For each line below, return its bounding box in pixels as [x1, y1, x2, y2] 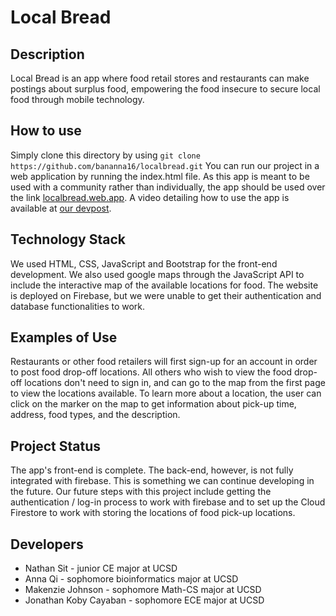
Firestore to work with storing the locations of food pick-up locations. [10, 507, 296, 519]
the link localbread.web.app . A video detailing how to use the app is [10, 191, 290, 203]
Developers [10, 536, 84, 553]
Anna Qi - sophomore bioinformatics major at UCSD [24, 573, 239, 585]
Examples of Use [10, 329, 118, 346]
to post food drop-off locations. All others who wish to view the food [10, 366, 293, 378]
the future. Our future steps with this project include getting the [10, 486, 272, 498]
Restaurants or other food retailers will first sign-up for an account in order [10, 356, 318, 368]
